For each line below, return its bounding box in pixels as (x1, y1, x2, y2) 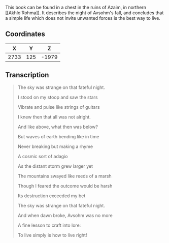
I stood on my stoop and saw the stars (17, 94, 98, 100)
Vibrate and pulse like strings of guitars (17, 104, 100, 110)
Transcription (5, 71, 49, 79)
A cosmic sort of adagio (17, 153, 68, 159)
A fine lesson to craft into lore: (17, 222, 81, 228)
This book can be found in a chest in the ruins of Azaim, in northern (5, 5, 146, 10)
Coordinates (5, 30, 46, 39)
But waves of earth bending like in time (17, 133, 99, 139)
